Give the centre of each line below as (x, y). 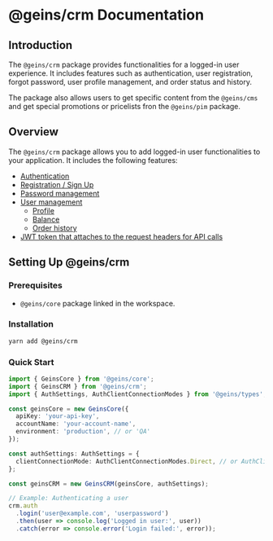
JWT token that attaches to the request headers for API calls (121, 236)
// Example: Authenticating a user (69, 499)
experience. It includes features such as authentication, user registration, (131, 73)
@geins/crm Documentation (106, 15)
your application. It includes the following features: (93, 160)
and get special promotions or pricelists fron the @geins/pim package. (125, 106)
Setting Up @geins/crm (69, 262)
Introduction (41, 45)
